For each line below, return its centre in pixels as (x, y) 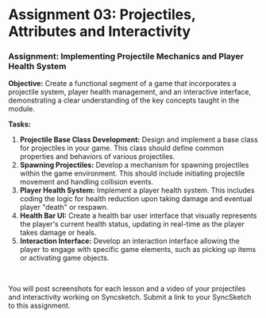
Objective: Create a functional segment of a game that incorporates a (122, 83)
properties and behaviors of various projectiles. (97, 157)
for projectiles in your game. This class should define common (122, 148)
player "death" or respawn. (64, 207)
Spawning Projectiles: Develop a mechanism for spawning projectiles (134, 165)
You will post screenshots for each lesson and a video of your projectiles (127, 289)
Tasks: (19, 124)
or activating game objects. (64, 258)
